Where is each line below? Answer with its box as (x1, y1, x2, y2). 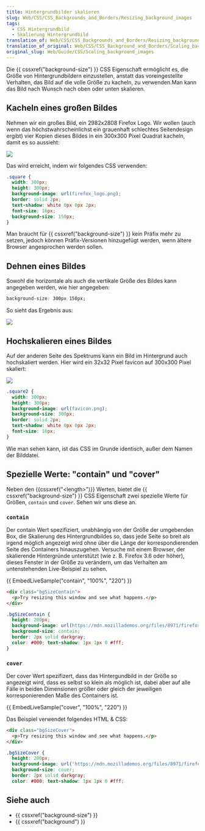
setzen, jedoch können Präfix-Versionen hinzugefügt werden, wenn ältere (6, 237, 192, 244)
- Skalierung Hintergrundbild (12, 32, 88, 38)
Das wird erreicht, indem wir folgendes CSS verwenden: (6, 162, 148, 169)
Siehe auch (6, 795, 50, 805)
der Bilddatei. (6, 451, 40, 459)
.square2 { (6, 388, 34, 395)
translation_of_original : (6, 43, 72, 50)
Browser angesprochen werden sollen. (6, 243, 104, 251)
